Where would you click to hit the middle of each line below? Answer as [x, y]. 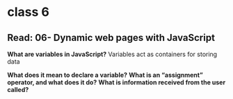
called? [18, 90]
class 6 [29, 12]
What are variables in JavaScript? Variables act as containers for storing [112, 54]
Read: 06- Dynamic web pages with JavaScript [111, 38]
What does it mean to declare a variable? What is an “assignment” [105, 75]
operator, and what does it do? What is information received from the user [116, 82]
